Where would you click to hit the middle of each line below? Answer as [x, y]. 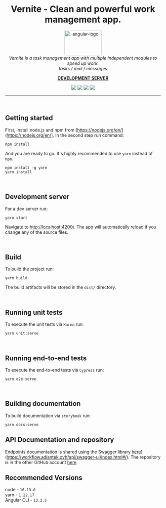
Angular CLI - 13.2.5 [26, 500]
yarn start [16, 218]
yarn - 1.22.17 [20, 495]
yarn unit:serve [22, 334]
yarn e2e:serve [21, 379]
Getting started [29, 118]
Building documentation [43, 404]
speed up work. [83, 63]
